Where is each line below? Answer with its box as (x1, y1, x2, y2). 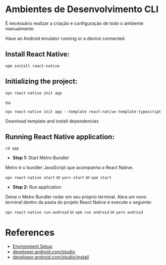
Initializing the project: (5, 77, 78, 86)
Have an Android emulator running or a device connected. (5, 35, 126, 41)
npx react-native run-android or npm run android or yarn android (5, 209, 143, 215)
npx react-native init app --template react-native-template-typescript (5, 109, 161, 114)
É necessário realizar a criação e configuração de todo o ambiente (5, 20, 144, 26)
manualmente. (5, 25, 35, 31)
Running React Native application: (5, 132, 115, 141)
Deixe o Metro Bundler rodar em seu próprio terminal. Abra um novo (5, 194, 147, 200)
